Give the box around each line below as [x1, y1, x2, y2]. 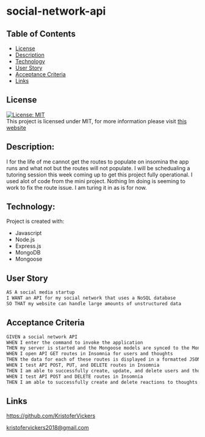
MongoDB [15, 249, 41, 256]
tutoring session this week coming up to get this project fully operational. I [6, 171, 193, 178]
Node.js [15, 236, 35, 244]
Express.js [15, 242, 41, 250]
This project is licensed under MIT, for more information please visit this [6, 117, 187, 125]
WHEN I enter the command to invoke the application [6, 339, 143, 345]
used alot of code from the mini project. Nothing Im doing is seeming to [6, 177, 186, 184]
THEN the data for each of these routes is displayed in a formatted [6, 356, 187, 363]
